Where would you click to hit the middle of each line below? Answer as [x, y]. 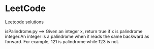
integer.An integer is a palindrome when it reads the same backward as [77, 36]
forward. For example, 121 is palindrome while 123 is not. [62, 41]
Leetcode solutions [25, 22]
